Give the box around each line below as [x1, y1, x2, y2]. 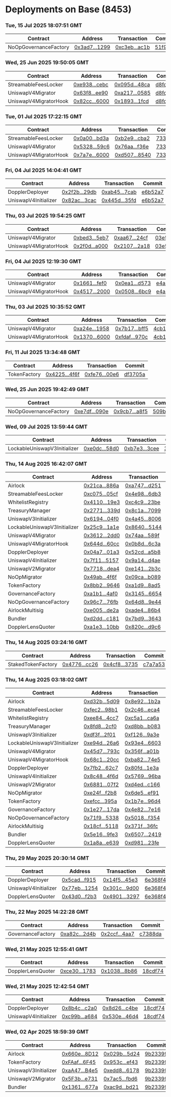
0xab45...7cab [101, 188, 137, 195]
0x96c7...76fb [83, 599, 119, 606]
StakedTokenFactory [8, 661, 58, 668]
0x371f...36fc [124, 823, 158, 830]
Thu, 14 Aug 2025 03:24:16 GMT [5, 639, 88, 646]
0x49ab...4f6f [83, 574, 117, 581]
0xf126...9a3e [124, 731, 159, 738]
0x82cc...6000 [73, 97, 109, 104]
